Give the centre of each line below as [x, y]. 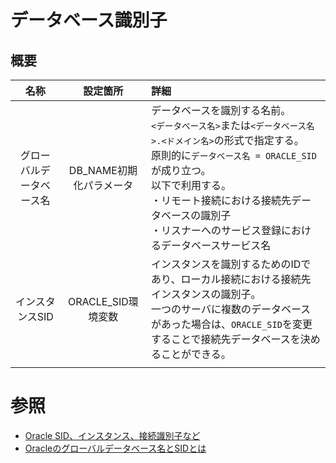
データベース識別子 [89, 20]
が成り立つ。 [181, 170]
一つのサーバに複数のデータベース [231, 309]
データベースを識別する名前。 [221, 110]
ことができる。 [196, 354]
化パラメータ [103, 185]
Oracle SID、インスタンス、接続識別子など [112, 435]
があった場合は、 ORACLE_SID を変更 [232, 324]
